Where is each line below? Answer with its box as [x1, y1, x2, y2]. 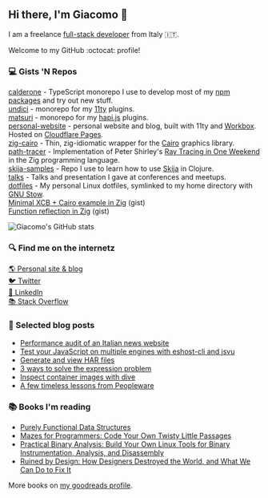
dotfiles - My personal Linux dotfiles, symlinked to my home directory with [8, 181, 254, 191]
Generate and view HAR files [19, 354, 115, 365]
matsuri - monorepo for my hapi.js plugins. [8, 113, 149, 123]
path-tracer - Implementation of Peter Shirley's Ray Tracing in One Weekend [8, 147, 260, 156]
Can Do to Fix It [19, 465, 72, 474]
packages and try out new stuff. [8, 95, 114, 105]
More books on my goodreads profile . [8, 480, 134, 490]
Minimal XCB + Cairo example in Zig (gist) [8, 198, 146, 208]
